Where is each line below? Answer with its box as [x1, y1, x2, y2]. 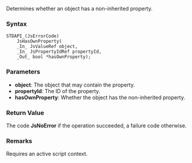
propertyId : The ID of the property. [14, 87, 100, 94]
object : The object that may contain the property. [14, 81, 135, 88]
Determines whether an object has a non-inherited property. [6, 5, 153, 12]
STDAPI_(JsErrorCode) [6, 33, 60, 39]
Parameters [6, 68, 40, 76]
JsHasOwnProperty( [17, 39, 62, 44]
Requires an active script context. [6, 151, 88, 158]
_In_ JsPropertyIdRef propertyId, [17, 49, 102, 55]
